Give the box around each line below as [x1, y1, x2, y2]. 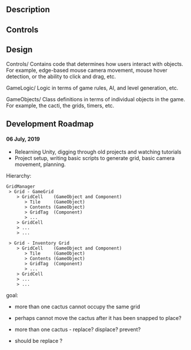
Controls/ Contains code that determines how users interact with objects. [6, 60, 183, 67]
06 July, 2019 [6, 135, 40, 142]
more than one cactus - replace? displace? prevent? [14, 326, 141, 333]
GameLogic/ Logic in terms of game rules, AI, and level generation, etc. [6, 84, 179, 91]
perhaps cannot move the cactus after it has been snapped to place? [14, 315, 182, 322]
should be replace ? [14, 338, 63, 345]
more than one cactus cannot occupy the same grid [14, 303, 140, 311]
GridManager [6, 184, 35, 190]
